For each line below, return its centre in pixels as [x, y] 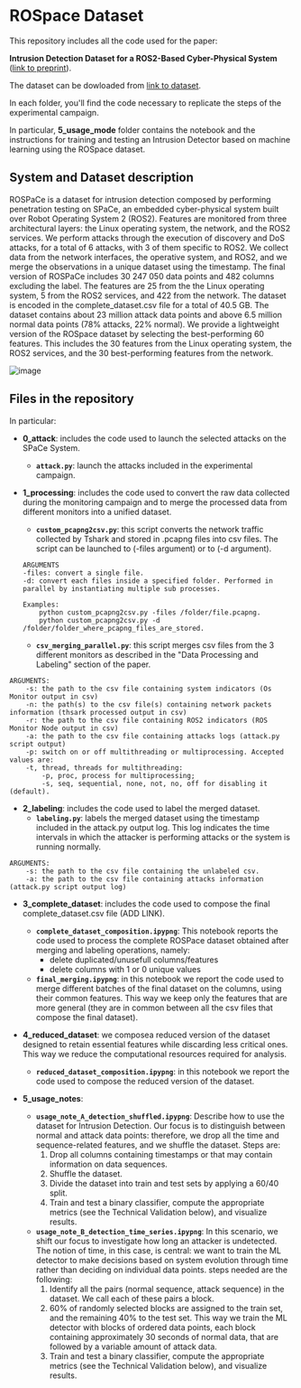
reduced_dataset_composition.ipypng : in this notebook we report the [163, 1071]
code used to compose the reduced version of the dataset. [145, 1081]
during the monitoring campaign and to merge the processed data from [155, 502]
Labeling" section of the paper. [93, 664]
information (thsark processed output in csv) [98, 712]
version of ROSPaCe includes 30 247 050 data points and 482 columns [142, 276]
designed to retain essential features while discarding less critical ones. [155, 1044]
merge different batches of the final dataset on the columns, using [159, 988]
